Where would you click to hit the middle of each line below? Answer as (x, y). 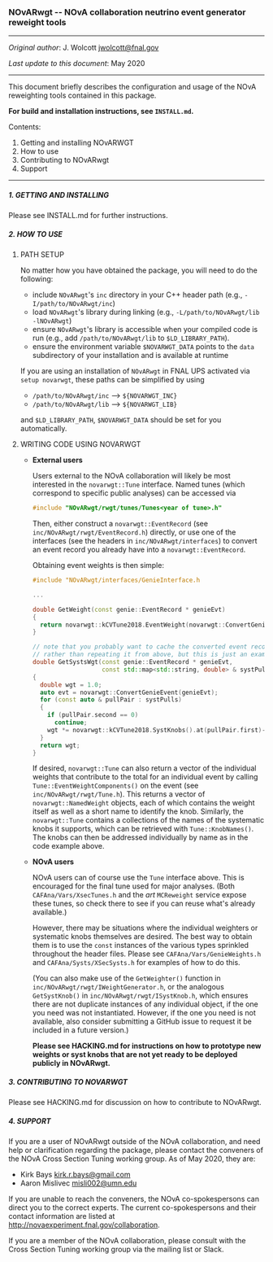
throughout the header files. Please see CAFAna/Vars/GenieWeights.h (147, 954)
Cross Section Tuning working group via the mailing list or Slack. (116, 1249)
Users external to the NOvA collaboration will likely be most (132, 476)
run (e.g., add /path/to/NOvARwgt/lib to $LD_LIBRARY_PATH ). (131, 338)
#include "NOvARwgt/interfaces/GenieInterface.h (116, 580)
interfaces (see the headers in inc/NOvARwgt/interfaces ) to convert (145, 541)
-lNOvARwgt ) (52, 321)
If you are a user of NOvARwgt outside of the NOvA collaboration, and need (134, 1142)
